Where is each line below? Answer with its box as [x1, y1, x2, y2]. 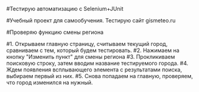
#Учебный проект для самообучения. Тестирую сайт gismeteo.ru [6, 17, 176, 24]
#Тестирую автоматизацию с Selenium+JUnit [6, 5, 124, 12]
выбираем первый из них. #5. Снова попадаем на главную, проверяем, [6, 73, 194, 79]
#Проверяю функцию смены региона [6, 28, 104, 36]
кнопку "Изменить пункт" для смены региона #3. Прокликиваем [6, 53, 175, 60]
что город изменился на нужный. [6, 79, 93, 86]
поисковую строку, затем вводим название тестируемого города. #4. [6, 60, 189, 67]
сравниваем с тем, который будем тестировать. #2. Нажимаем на [6, 47, 180, 54]
